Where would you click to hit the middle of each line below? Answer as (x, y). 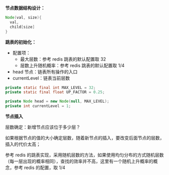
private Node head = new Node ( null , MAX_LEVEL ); (57, 101)
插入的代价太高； (23, 144)
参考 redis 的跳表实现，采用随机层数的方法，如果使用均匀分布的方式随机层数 (84, 155)
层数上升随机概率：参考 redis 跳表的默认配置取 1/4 (72, 65)
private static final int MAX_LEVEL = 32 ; (50, 88)
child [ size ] (22, 27)
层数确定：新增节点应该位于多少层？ (43, 127)
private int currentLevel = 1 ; (38, 106)
